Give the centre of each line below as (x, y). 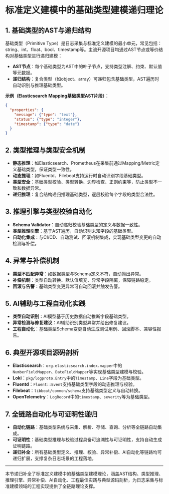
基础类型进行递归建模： (38, 56)
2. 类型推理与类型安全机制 (45, 150)
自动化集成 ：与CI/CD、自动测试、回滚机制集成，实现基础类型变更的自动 (87, 237)
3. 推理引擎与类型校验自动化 (49, 211)
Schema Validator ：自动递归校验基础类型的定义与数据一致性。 (77, 224)
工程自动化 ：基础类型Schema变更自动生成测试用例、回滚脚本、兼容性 (84, 329)
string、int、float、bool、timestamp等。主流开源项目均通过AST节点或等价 (82, 50)
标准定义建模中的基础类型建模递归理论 (84, 10)
